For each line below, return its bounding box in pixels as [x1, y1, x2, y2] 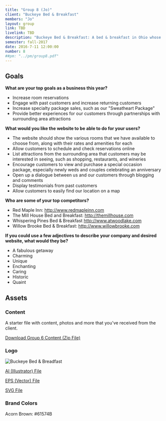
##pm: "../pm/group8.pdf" [5, 53, 59, 59]
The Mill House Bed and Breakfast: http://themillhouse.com [12, 212, 134, 219]
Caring [12, 269, 26, 275]
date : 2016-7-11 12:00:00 [5, 44, 59, 49]
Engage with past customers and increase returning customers [12, 100, 142, 106]
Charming [12, 253, 33, 259]
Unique [12, 258, 27, 264]
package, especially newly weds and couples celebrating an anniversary [12, 167, 162, 173]
